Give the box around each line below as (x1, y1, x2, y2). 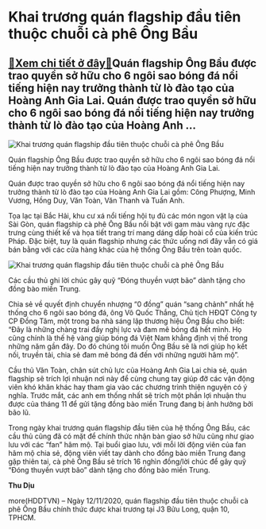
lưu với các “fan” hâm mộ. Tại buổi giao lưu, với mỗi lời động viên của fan (8, 440, 246, 449)
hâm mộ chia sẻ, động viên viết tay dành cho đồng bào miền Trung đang (8, 449, 246, 458)
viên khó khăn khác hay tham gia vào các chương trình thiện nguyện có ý (8, 382, 248, 392)
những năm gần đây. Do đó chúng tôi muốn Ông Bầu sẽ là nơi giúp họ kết (8, 342, 248, 351)
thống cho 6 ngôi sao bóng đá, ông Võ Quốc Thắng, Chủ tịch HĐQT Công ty (8, 308, 257, 317)
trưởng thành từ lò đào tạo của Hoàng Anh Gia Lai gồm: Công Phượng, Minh (8, 187, 256, 196)
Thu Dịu (8, 481, 35, 490)
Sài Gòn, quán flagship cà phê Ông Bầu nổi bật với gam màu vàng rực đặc (8, 219, 250, 229)
